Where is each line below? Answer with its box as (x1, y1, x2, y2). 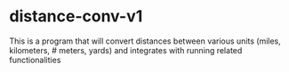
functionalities (9, 54, 61, 65)
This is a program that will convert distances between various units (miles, (9, 36, 282, 46)
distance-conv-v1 (9, 6, 143, 27)
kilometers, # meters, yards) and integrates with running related (9, 44, 243, 55)
